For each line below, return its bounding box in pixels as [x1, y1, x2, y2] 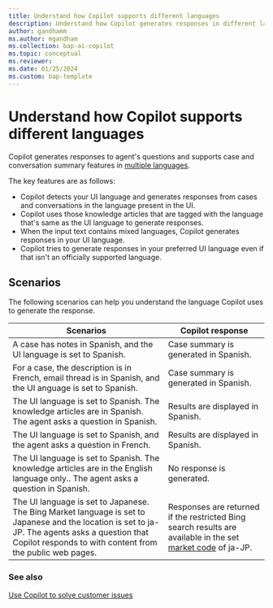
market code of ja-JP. [167, 542, 253, 554]
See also [8, 571, 43, 583]
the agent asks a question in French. [12, 440, 151, 451]
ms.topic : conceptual [8, 50, 82, 58]
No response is [167, 463, 226, 474]
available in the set [167, 532, 240, 543]
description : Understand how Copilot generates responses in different [8, 20, 256, 28]
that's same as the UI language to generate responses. [19, 217, 204, 228]
